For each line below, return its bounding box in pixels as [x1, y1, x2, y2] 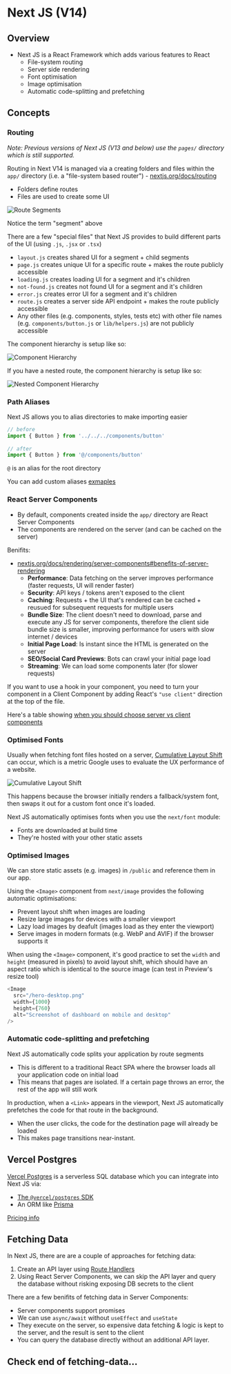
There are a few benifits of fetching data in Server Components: [7, 1293, 189, 1302]
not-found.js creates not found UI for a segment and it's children [17, 282, 203, 290]
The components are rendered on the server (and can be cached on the [17, 525, 222, 533]
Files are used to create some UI [17, 192, 110, 201]
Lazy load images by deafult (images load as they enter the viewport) [17, 922, 215, 930]
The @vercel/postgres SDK [17, 1193, 94, 1201]
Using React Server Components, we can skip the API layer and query [17, 1273, 216, 1281]
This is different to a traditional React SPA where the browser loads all [17, 1063, 216, 1071]
